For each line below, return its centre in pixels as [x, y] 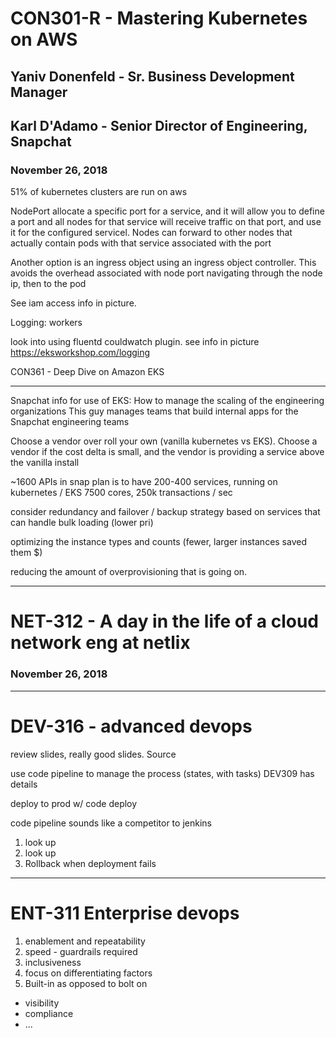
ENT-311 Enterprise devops [125, 913]
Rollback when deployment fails [90, 863]
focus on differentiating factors [88, 973]
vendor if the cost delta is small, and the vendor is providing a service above [167, 452]
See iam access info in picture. [73, 303]
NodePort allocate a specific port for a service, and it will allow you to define [167, 211]
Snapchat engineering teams [70, 422]
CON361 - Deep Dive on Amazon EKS [87, 372]
